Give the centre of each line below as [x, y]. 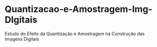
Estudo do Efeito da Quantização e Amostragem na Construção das [75, 33]
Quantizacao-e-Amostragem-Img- [79, 9]
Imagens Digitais [22, 39]
